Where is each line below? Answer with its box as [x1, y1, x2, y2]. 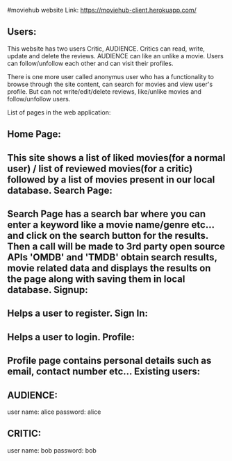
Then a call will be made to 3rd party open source [7, 240, 226, 252]
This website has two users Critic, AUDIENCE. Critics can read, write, [7, 44, 205, 53]
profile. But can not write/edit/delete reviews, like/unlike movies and [7, 87, 201, 96]
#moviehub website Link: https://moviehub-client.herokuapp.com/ [7, 6, 197, 14]
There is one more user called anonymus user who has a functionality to [7, 72, 214, 81]
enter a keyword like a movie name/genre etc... [7, 219, 215, 230]
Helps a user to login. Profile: [7, 331, 135, 343]
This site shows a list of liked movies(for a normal [7, 152, 226, 164]
